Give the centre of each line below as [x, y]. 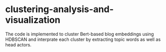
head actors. [18, 44]
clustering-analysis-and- [59, 9]
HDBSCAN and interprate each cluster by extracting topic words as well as [83, 39]
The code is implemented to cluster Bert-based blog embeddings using [80, 34]
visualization [33, 20]
